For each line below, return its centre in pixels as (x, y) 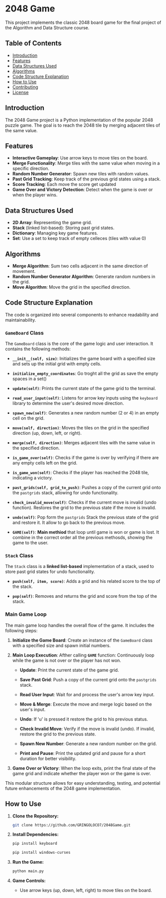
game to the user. (30, 543)
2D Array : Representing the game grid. (52, 223)
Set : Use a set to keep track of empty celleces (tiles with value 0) (79, 239)
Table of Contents (34, 43)
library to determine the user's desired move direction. (68, 404)
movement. (24, 271)
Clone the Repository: (35, 816)
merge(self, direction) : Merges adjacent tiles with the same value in (83, 443)
